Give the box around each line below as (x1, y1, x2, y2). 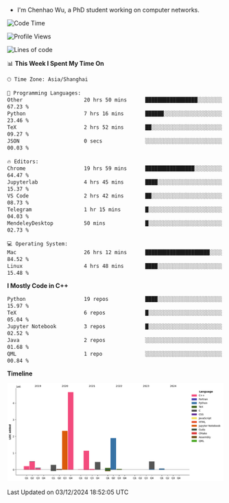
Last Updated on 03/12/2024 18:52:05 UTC (7, 488, 129, 496)
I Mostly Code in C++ (7, 282, 69, 290)
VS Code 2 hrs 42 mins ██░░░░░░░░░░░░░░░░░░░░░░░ (7, 193, 223, 199)
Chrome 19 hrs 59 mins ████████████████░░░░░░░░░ (7, 165, 223, 172)
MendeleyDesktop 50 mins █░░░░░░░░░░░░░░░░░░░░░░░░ (7, 220, 223, 227)
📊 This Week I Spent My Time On (7, 60, 104, 67)
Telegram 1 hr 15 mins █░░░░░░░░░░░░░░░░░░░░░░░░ (7, 206, 223, 213)
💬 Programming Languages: (7, 90, 81, 97)
